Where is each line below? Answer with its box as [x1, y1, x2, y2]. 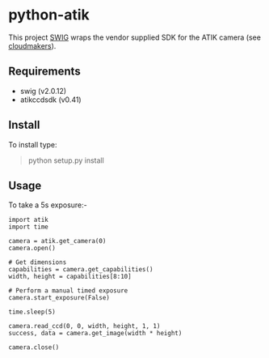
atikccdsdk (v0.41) [19, 95, 82, 104]
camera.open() [8, 245, 57, 253]
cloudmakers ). [8, 40, 57, 50]
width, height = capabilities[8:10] [8, 273, 132, 281]
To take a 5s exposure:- [8, 200, 87, 210]
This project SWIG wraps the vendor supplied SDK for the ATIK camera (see [8, 32, 261, 42]
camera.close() [8, 343, 60, 352]
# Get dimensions [8, 258, 67, 266]
